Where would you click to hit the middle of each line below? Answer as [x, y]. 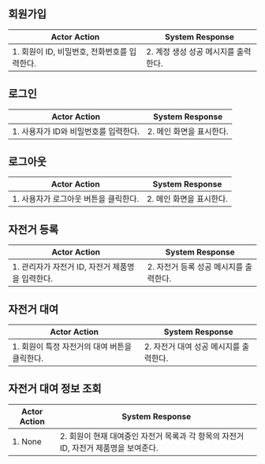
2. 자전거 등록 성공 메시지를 [195, 267]
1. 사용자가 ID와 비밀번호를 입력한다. [76, 131]
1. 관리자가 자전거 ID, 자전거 [62, 267]
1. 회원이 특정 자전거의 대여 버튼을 [72, 347]
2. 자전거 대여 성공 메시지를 [192, 347]
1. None [27, 441]
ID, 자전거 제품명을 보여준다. [109, 447]
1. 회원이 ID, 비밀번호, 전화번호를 [70, 51]
